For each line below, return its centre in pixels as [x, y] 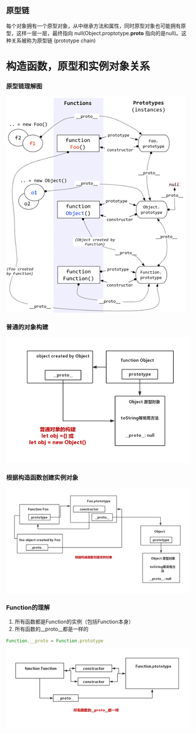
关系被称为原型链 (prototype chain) [53, 41]
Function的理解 [28, 608]
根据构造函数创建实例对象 [42, 478]
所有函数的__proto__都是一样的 [52, 629]
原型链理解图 [24, 86]
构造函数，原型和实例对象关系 [78, 66]
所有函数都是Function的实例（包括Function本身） [74, 621]
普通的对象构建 [27, 327]
